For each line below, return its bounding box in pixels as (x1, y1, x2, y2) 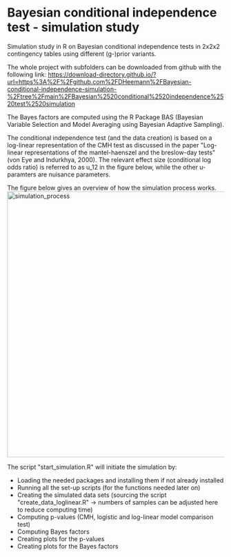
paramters (7, 170, 37, 179)
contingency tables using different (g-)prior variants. (7, 50, 157, 58)
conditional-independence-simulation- (7, 85, 117, 93)
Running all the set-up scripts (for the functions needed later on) (17, 483, 201, 492)
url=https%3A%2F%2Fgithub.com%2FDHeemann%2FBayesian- (7, 77, 192, 85)
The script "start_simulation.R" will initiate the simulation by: (7, 463, 177, 471)
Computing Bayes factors (17, 527, 90, 536)
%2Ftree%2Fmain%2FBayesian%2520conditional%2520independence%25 (7, 92, 224, 101)
